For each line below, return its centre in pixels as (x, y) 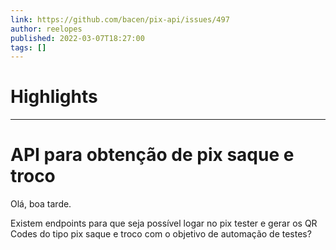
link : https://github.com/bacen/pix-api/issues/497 (120, 19)
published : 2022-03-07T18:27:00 (77, 38)
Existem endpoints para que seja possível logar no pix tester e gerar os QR (164, 223)
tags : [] (28, 47)
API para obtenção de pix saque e (152, 155)
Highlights (54, 97)
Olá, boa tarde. (41, 204)
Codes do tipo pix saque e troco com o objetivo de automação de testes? (161, 234)
